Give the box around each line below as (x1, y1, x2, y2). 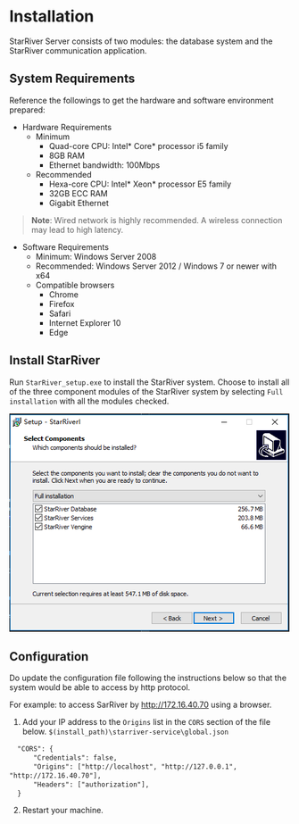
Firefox (48, 298, 75, 309)
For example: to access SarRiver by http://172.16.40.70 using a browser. (9, 699, 272, 711)
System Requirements (9, 71, 136, 87)
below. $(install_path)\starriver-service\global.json (21, 726, 229, 737)
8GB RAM (48, 150, 85, 161)
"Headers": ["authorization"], (32, 780, 150, 789)
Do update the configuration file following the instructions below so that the (9, 672, 287, 684)
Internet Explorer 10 (48, 317, 121, 328)
